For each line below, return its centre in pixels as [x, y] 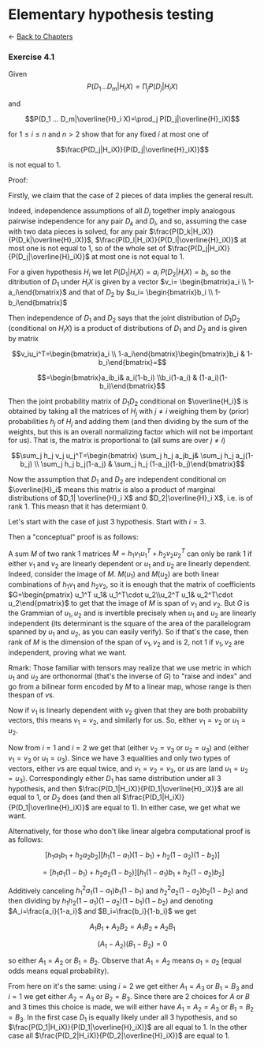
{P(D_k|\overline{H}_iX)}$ [50, 239]
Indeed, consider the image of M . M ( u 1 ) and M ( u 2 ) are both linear [114, 575]
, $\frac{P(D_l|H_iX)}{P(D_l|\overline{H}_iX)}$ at [169, 239]
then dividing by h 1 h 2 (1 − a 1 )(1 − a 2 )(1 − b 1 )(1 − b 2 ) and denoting [111, 902]
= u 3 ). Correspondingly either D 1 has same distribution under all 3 [115, 779]
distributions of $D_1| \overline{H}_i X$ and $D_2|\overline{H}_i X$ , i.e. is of [131, 498]
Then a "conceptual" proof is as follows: [74, 537]
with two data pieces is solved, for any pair [78, 231]
